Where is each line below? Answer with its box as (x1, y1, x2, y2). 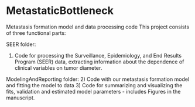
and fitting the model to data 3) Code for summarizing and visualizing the (6, 81, 183, 88)
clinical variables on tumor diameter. (14, 64, 102, 71)
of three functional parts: (6, 29, 66, 36)
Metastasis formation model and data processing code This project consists (6, 23, 189, 30)
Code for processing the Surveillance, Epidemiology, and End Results (14, 52, 182, 59)
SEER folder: (6, 41, 36, 48)
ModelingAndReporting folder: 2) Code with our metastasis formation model (6, 76, 190, 83)
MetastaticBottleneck (6, 4, 114, 17)
